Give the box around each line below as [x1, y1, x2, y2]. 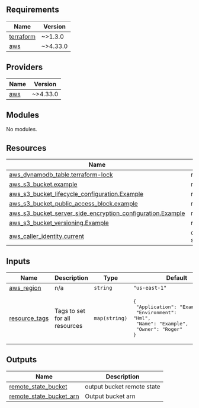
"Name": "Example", [136, 321, 188, 327]
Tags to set [54, 306, 86, 315]
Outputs [6, 355, 37, 365]
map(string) [94, 315, 128, 321]
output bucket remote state [85, 382, 161, 391]
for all [54, 314, 70, 322]
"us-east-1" [133, 284, 167, 292]
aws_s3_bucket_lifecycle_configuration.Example [9, 190, 144, 198]
